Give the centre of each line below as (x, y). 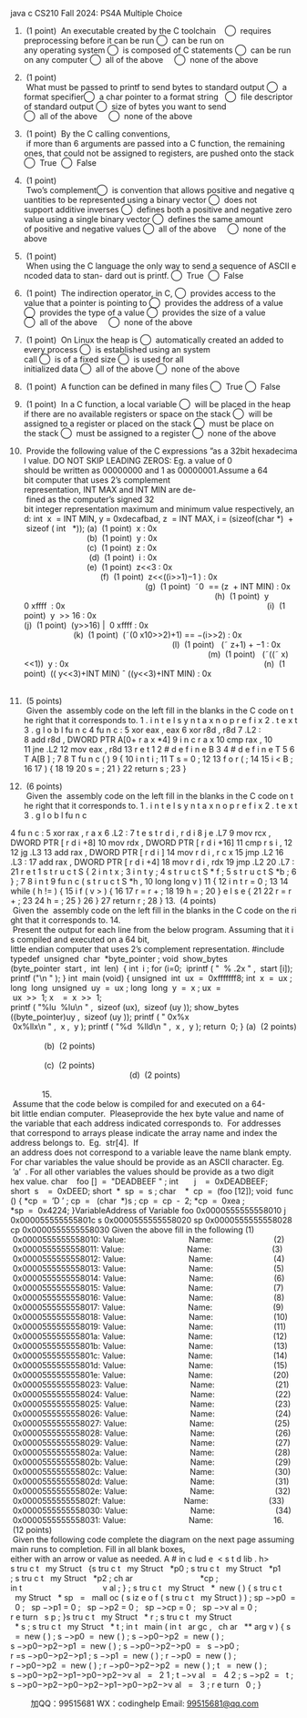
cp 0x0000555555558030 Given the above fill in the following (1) (133, 1230)
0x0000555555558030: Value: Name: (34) (152, 1510)
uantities (40, 200)
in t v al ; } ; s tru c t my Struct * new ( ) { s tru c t (146, 1588)
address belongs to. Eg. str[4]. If (75, 1143)
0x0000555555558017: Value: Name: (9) (148, 1307)
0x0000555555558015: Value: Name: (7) (148, 1288)
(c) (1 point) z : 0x (122, 547)
